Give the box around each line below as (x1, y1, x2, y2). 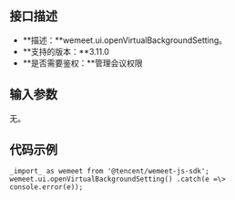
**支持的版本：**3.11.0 (22, 46, 109, 57)
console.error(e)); (9, 183, 84, 192)
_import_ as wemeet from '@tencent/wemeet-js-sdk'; (9, 167, 209, 176)
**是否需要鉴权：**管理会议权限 (22, 58, 143, 68)
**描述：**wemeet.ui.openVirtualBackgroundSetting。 (22, 35, 228, 46)
